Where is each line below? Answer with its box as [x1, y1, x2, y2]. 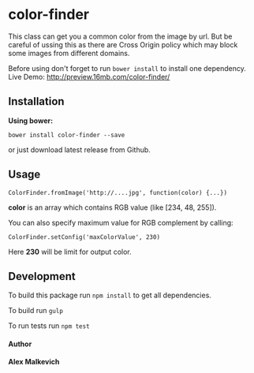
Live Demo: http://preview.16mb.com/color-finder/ [8, 72, 170, 81]
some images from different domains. [8, 48, 130, 58]
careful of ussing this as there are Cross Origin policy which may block [8, 39, 238, 49]
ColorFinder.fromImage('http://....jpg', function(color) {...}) [8, 188, 227, 196]
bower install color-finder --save [8, 131, 125, 139]
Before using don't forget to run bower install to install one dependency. [8, 63, 247, 73]
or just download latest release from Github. [8, 144, 151, 155]
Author [8, 339, 32, 349]
